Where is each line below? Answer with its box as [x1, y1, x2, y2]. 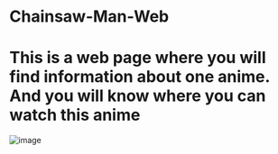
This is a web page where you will [9, 48, 266, 68]
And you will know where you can [9, 86, 266, 106]
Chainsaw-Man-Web [9, 6, 170, 27]
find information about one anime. [9, 67, 271, 87]
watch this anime [9, 105, 141, 125]
